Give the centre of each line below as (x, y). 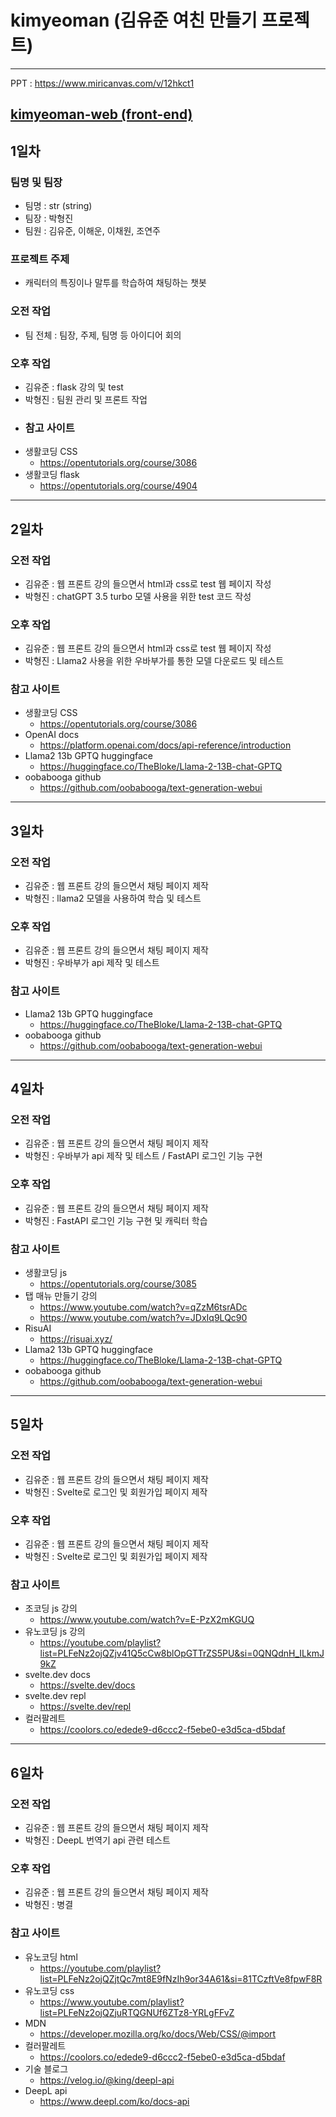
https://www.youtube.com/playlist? (112, 2002)
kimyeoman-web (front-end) (101, 114)
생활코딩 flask (52, 475)
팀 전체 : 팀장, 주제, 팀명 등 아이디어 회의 (103, 335)
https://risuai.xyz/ (76, 1339)
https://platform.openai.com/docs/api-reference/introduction (165, 745)
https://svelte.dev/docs (87, 1685)
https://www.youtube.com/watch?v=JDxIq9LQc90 (143, 1318)
